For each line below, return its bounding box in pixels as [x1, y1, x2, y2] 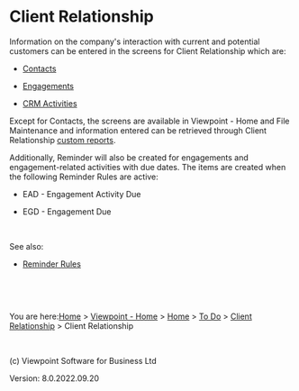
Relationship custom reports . [9, 134, 116, 145]
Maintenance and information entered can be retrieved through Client [9, 124, 267, 136]
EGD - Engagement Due [22, 205, 112, 217]
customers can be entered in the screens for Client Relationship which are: [9, 45, 286, 56]
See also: [9, 241, 44, 251]
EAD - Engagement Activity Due [22, 188, 141, 199]
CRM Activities [22, 97, 78, 109]
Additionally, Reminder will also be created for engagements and [9, 151, 249, 163]
